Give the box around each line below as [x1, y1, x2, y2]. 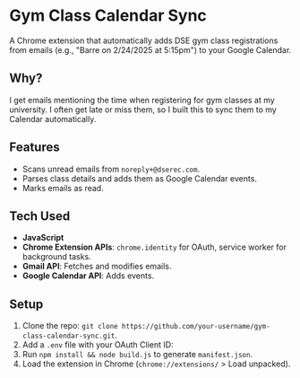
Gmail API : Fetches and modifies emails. [21, 261, 172, 272]
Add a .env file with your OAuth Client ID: [21, 339, 174, 350]
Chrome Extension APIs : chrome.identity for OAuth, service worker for [21, 242, 287, 252]
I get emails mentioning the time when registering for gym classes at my [9, 94, 275, 105]
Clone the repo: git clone [21, 321, 118, 331]
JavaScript [21, 233, 64, 243]
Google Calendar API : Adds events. [21, 270, 155, 281]
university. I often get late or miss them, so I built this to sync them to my [9, 104, 278, 115]
